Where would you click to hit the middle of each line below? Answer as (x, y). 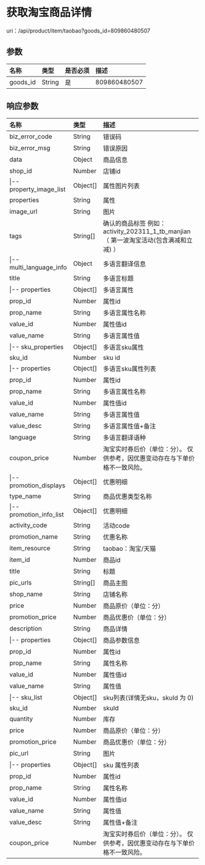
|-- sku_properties (37, 346)
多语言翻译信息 (124, 264)
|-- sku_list (26, 697)
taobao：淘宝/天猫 (129, 549)
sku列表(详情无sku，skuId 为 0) (148, 697)
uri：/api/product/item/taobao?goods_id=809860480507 (78, 31)
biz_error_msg (30, 148)
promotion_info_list (37, 514)
